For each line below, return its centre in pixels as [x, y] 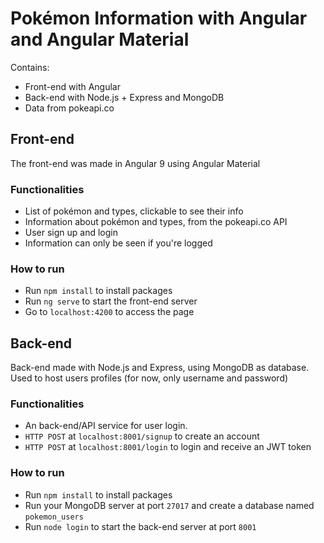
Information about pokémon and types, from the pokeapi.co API [156, 222]
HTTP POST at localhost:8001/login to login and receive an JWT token [168, 447]
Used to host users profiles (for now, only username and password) [149, 378]
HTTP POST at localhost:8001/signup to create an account [142, 436]
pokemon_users [54, 517]
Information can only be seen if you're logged [118, 243]
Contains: [30, 67]
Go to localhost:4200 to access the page [109, 312]
